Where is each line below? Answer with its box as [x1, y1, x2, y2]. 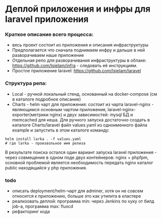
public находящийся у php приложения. [5, 165, 87, 170]
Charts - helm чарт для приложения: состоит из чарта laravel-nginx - [12, 101, 154, 107]
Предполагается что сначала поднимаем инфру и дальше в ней [12, 47, 145, 53]
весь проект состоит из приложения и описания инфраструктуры [12, 42, 149, 48]
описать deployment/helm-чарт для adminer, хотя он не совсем [12, 188, 144, 194]
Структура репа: [5, 80, 47, 87]
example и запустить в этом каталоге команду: [12, 127, 110, 133]
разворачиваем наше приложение [12, 52, 84, 58]
